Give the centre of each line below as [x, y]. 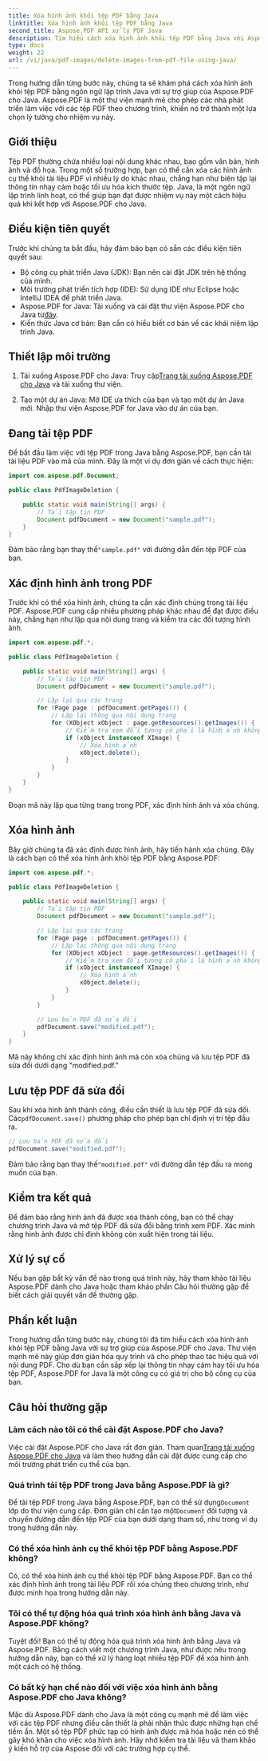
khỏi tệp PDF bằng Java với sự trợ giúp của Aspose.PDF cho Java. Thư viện [132, 1348]
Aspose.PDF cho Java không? [67, 1697]
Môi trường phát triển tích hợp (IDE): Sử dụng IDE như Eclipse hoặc [129, 289]
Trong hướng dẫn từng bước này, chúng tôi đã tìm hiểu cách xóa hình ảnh [128, 1340]
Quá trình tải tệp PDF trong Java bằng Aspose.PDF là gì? [119, 1485]
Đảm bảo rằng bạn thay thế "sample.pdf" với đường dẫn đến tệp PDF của [127, 550]
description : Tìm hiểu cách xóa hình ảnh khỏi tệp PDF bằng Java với [126, 38]
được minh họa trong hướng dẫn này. [69, 1593]
